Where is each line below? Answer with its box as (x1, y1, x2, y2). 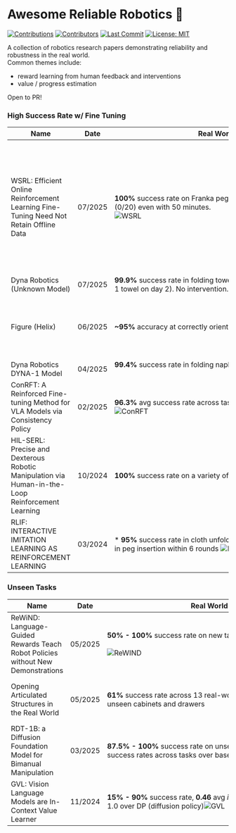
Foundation (11, 741, 48, 751)
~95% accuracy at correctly (114, 322, 208, 332)
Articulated (11, 690, 48, 700)
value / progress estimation (17, 79, 97, 87)
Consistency (11, 415, 53, 425)
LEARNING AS (11, 544, 58, 553)
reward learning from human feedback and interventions (17, 72, 181, 80)
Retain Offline (11, 220, 56, 230)
